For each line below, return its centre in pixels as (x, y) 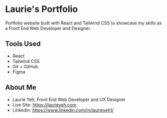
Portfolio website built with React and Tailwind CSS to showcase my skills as (83, 23)
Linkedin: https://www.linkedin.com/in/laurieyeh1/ (63, 110)
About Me (21, 87)
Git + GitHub (25, 66)
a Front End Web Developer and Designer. (48, 28)
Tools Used (23, 44)
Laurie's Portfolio (42, 9)
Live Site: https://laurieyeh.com (44, 105)
